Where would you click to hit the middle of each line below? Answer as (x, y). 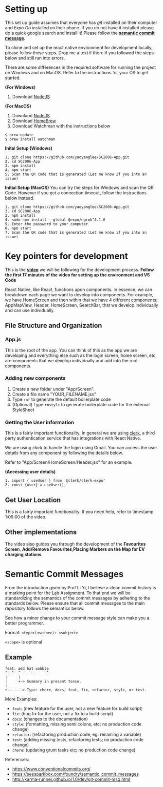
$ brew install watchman (30, 139)
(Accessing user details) (30, 472)
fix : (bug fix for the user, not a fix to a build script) (63, 713)
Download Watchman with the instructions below (61, 126)
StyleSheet (23, 410)
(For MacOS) (18, 106)
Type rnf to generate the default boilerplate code (61, 399)
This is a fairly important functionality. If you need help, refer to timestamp (79, 512)
